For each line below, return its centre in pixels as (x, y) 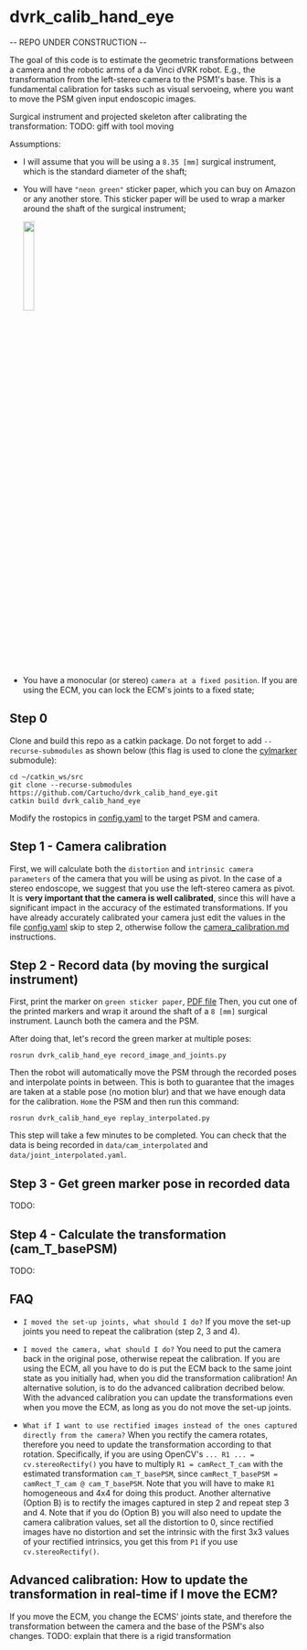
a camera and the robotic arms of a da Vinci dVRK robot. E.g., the (132, 70)
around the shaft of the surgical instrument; (105, 209)
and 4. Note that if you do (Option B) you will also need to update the (152, 1512)
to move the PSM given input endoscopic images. (103, 99)
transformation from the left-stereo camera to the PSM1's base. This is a (145, 79)
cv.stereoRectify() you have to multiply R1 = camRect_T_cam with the (153, 1463)
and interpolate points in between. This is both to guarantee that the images (152, 1082)
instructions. (33, 937)
